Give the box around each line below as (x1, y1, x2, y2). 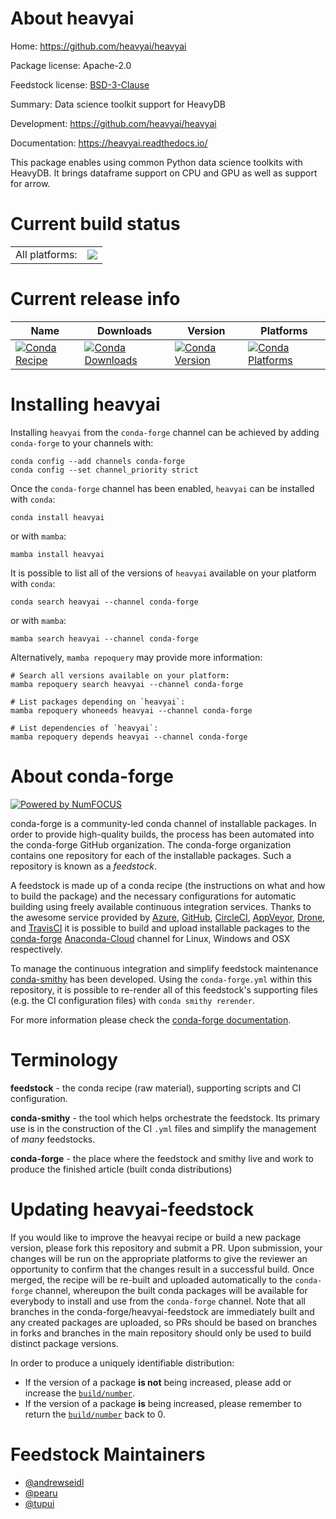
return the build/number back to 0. (24, 1408, 166, 1420)
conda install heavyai (10, 512, 105, 522)
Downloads (96, 323, 153, 337)
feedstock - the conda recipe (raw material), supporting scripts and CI (10, 1082, 302, 1094)
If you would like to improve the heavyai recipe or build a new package (10, 1231, 302, 1243)
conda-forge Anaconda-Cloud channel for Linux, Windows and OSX (10, 932, 291, 944)
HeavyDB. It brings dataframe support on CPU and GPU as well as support (10, 167, 318, 179)
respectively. (10, 943, 63, 955)
